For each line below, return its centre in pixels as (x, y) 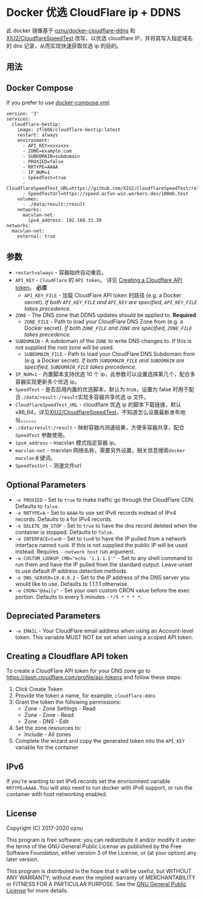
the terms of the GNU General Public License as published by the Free (94, 846)
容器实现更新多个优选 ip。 (47, 381)
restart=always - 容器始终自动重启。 (61, 272)
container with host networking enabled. (57, 794)
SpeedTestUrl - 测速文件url (48, 465)
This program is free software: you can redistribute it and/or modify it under (101, 840)
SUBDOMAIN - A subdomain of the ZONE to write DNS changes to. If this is (103, 341)
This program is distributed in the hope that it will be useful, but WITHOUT (99, 871)
